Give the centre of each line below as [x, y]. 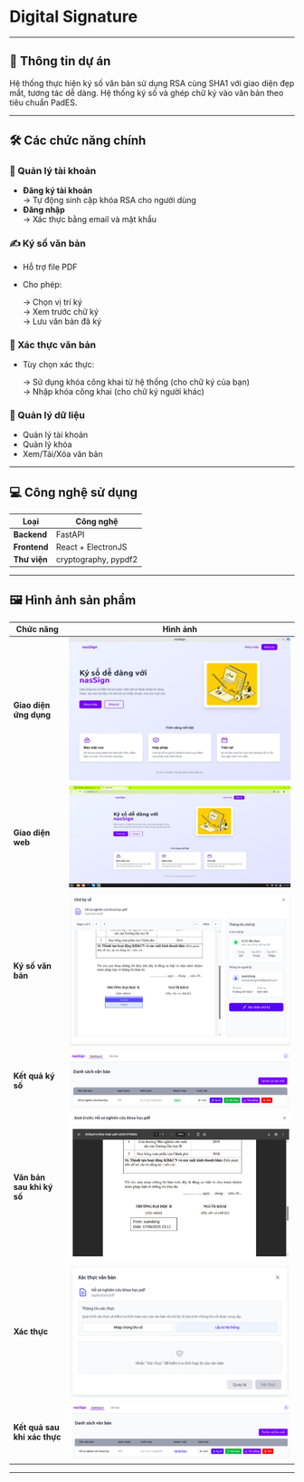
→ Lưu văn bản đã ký [62, 321]
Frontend [31, 547]
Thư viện [30, 560]
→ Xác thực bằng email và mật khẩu [89, 219]
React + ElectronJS [91, 547]
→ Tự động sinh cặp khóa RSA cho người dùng [109, 200]
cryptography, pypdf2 [97, 560]
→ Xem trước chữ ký [61, 311]
